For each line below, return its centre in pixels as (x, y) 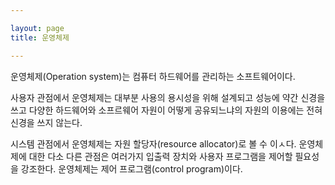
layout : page (37, 28)
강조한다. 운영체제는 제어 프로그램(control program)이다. (131, 168)
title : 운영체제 (40, 37)
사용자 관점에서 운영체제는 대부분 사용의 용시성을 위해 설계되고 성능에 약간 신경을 (168, 97)
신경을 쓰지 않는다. (46, 122)
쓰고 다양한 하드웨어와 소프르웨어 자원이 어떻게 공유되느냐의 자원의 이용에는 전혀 (166, 110)
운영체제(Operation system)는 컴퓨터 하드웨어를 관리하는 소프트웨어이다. (153, 76)
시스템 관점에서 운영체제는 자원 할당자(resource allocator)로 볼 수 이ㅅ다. (153, 143)
